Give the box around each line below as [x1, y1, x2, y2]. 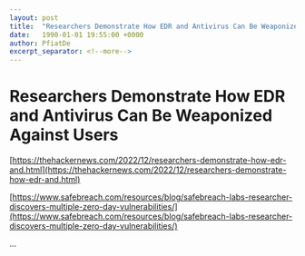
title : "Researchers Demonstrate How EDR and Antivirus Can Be [9, 22, 258, 31]
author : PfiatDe [9, 38, 71, 48]
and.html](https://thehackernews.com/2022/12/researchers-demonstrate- [9, 164, 287, 175]
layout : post [9, 13, 59, 23]
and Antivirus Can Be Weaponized [9, 105, 273, 126]
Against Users [9, 124, 119, 145]
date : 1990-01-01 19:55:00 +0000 [9, 30, 144, 39]
